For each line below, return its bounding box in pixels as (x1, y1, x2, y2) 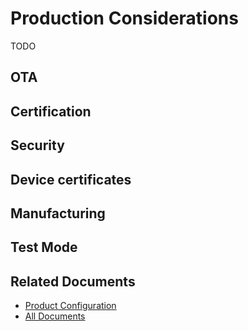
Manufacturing (10, 205, 106, 222)
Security (10, 137, 65, 154)
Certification (10, 103, 92, 120)
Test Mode (10, 239, 78, 256)
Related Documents (10, 273, 136, 290)
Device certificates (10, 171, 132, 188)
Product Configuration (24, 300, 117, 312)
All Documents (24, 310, 86, 322)
